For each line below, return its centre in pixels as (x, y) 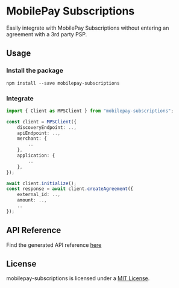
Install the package (35, 71)
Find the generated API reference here (54, 245)
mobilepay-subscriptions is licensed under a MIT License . (78, 278)
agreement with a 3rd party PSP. (47, 34)
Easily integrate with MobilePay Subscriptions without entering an (88, 28)
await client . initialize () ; (42, 183)
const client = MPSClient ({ (42, 122)
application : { (36, 155)
